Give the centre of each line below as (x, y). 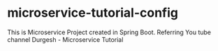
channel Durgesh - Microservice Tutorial (65, 39)
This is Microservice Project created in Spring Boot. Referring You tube (109, 32)
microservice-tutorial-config (93, 13)
